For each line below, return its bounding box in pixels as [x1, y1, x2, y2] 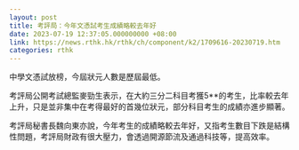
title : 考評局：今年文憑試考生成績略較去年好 [9, 21, 158, 30]
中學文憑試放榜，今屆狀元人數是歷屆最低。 [9, 72, 166, 83]
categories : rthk [9, 46, 74, 55]
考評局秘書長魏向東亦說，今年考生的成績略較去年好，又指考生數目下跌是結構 [9, 121, 290, 131]
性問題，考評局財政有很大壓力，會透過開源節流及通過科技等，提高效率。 [9, 131, 274, 142]
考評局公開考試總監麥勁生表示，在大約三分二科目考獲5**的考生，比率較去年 [9, 91, 289, 101]
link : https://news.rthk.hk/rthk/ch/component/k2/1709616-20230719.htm [9, 37, 280, 47]
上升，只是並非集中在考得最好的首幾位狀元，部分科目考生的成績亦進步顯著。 [9, 101, 290, 112]
